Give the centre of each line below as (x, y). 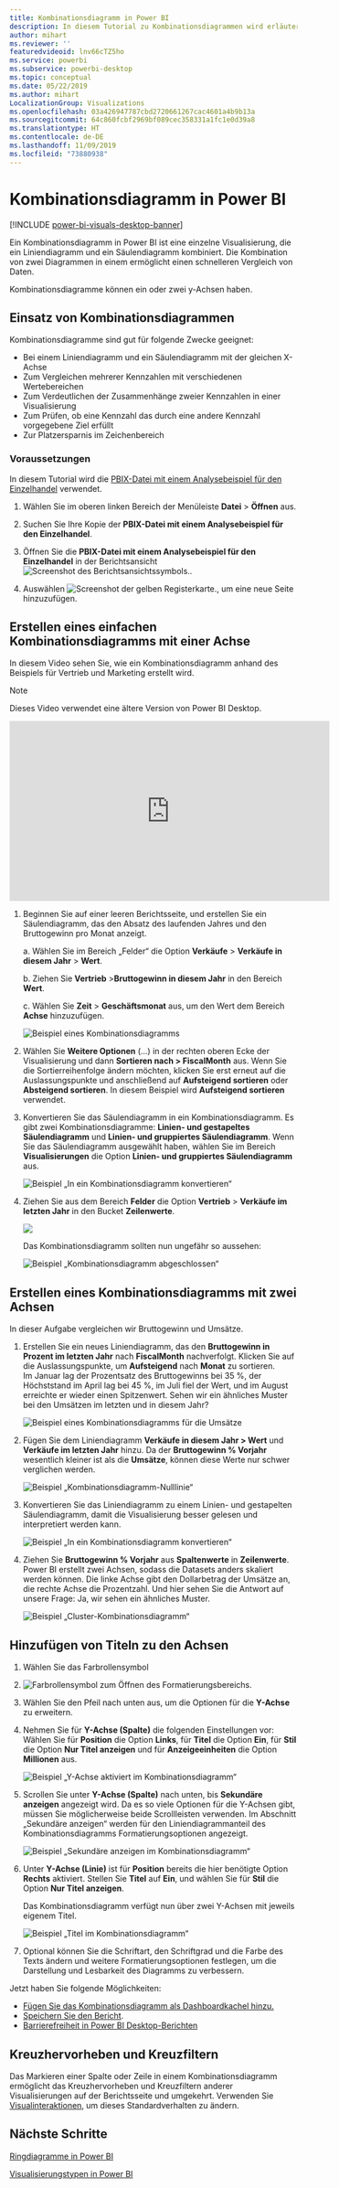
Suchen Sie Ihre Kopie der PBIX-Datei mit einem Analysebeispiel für (153, 524)
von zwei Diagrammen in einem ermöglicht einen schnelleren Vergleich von (151, 261)
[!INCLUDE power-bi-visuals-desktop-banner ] (96, 224)
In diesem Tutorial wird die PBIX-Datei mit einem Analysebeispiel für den (146, 479)
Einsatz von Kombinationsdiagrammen (122, 318)
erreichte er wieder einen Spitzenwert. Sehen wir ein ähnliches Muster (155, 1395)
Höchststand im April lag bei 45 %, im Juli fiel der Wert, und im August (155, 1385)
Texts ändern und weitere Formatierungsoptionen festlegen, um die (149, 1961)
